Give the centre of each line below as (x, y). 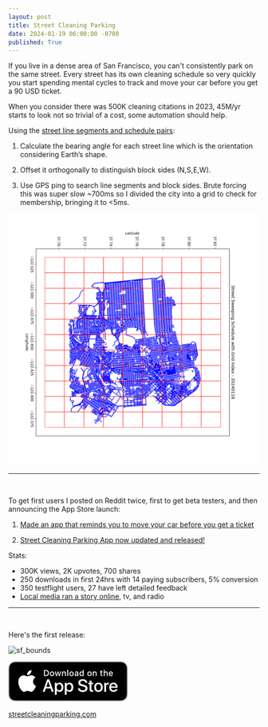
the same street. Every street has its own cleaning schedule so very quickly (132, 74)
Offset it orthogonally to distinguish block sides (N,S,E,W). (115, 170)
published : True (35, 42)
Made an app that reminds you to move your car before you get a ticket (137, 525)
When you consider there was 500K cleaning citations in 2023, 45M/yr (125, 107)
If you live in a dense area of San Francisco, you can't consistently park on (131, 66)
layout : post (30, 17)
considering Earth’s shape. (63, 155)
